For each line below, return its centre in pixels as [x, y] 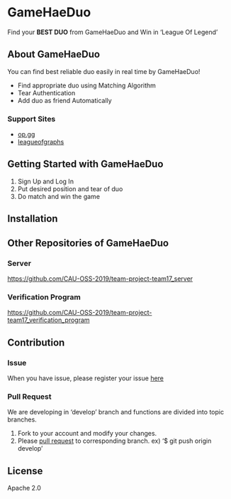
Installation [33, 219]
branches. [22, 419]
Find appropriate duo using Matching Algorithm [86, 85]
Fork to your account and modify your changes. [87, 434]
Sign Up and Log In [46, 181]
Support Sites [32, 119]
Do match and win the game [59, 196]
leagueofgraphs [41, 142]
